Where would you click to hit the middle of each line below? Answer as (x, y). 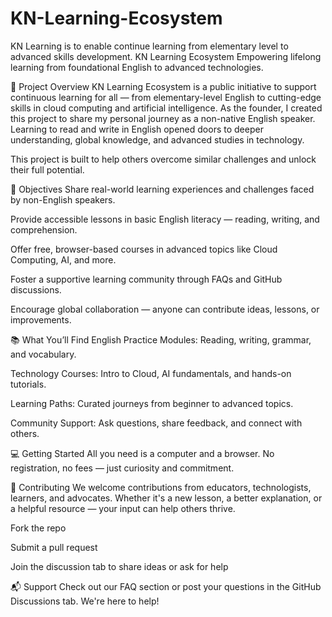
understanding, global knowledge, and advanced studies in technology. (157, 139)
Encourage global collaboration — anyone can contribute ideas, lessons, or (165, 309)
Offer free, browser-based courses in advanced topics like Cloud (144, 249)
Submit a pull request (54, 547)
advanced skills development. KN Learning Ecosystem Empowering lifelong (166, 56)
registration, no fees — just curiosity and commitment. (122, 468)
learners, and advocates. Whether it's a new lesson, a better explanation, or (166, 498)
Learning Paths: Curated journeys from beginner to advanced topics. (152, 403)
